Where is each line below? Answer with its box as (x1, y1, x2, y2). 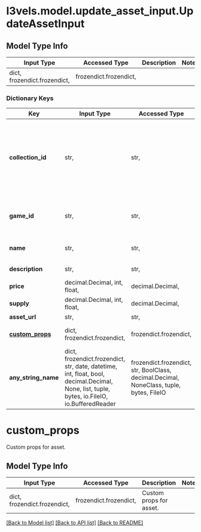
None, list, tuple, (65, 385, 111, 393)
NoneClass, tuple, (130, 381, 181, 389)
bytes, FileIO (130, 388, 166, 397)
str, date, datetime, (65, 362, 118, 371)
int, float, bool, (65, 370, 105, 378)
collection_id (9, 153, 47, 162)
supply (9, 300, 30, 308)
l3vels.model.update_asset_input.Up (6, 4, 194, 18)
